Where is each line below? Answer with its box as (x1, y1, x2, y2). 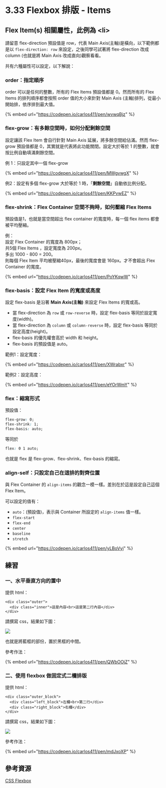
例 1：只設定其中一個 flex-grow (5, 160, 68, 166)
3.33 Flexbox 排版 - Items (5, 4, 111, 16)
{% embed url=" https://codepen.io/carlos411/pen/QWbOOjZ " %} (5, 659, 137, 665)
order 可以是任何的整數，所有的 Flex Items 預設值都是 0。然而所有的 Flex (5, 89, 155, 95)
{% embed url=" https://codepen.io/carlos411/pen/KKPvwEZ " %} (5, 190, 137, 196)
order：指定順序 (5, 77, 44, 84)
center (12, 526, 26, 531)
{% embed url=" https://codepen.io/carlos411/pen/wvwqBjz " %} (5, 112, 135, 117)
